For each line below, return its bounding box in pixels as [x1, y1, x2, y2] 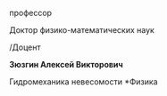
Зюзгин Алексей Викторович [9, 60, 123, 69]
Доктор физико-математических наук [9, 25, 154, 35]
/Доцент [9, 42, 41, 52]
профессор [9, 8, 52, 18]
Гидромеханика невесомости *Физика [9, 76, 158, 87]
